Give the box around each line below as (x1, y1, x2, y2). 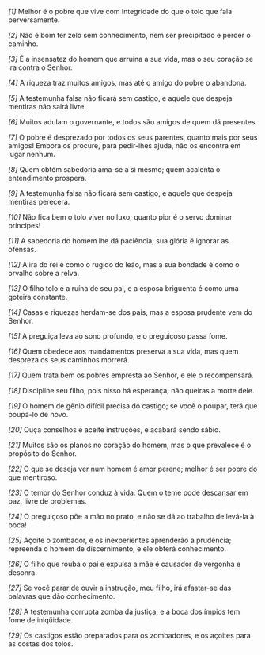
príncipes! (8, 221, 41, 230)
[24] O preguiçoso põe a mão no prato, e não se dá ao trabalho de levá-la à (8, 511, 255, 521)
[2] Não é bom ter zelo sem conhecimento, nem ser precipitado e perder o (8, 31, 251, 40)
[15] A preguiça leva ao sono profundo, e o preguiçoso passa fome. (8, 331, 228, 340)
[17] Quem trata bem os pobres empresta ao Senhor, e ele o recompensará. (8, 370, 255, 380)
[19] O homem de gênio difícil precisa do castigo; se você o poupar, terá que (8, 401, 258, 411)
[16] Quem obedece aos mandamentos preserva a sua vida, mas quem (8, 347, 239, 356)
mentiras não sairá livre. (8, 102, 87, 111)
